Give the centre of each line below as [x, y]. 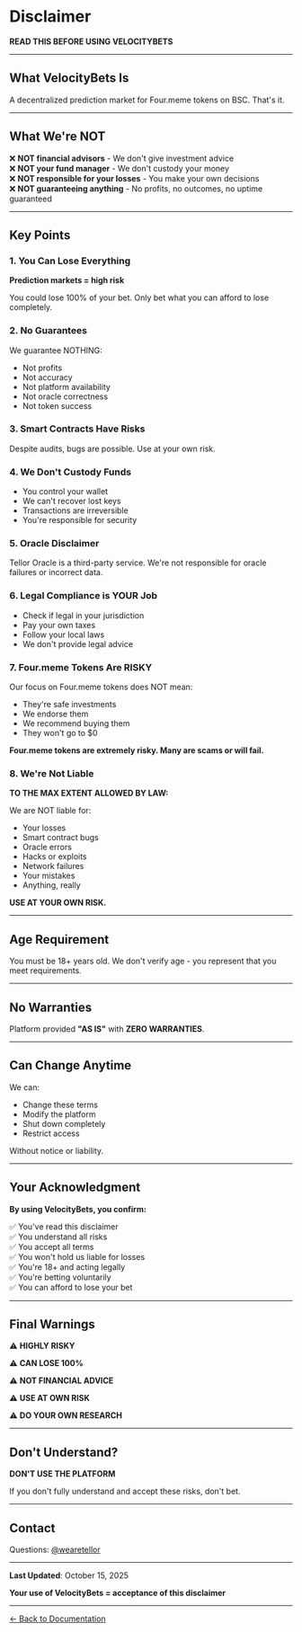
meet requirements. [46, 971]
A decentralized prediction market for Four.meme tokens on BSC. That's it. [147, 100]
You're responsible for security [80, 520]
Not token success [57, 405]
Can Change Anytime [71, 1065]
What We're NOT [58, 137]
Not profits [42, 368]
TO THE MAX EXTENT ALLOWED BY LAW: [89, 794]
